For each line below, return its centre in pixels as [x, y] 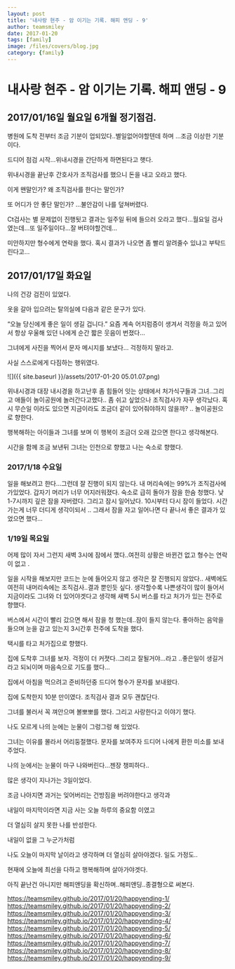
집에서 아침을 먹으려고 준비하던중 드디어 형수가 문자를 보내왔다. [94, 682]
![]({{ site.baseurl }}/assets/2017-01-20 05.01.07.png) [83, 377]
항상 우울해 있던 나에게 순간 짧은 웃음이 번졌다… [80, 332]
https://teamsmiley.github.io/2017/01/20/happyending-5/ [89, 928]
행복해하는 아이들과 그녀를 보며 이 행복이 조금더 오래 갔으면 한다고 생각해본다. [113, 432]
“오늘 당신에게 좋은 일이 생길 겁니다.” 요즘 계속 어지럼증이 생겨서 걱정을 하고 [111, 324]
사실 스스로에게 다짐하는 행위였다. [53, 362]
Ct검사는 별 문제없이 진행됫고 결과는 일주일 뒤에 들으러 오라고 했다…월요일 [109, 219]
